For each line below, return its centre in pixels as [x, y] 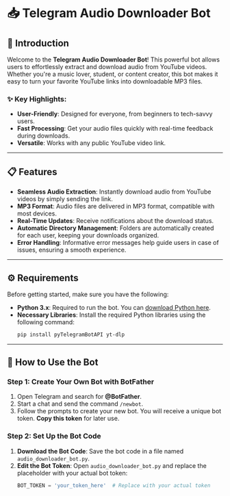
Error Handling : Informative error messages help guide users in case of [118, 243]
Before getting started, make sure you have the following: [88, 294]
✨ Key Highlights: [37, 99]
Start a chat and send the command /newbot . [80, 404]
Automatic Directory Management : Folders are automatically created [115, 228]
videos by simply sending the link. [65, 199]
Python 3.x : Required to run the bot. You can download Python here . [114, 307]
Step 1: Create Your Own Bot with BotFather [81, 382]
